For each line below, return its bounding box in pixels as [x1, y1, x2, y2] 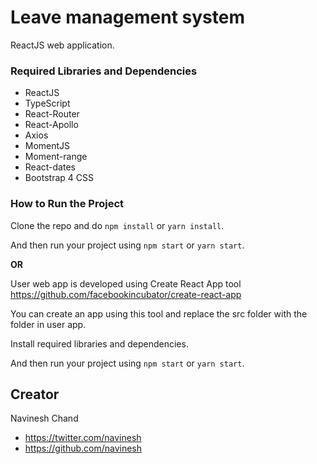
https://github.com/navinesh [24, 442, 143, 455]
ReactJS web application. [10, 39, 115, 51]
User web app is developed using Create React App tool [10, 277, 242, 290]
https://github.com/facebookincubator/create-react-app [10, 288, 242, 300]
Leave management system [10, 6, 246, 29]
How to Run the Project [10, 197, 125, 211]
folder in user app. [10, 318, 87, 330]
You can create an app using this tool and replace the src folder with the [10, 307, 308, 320]
